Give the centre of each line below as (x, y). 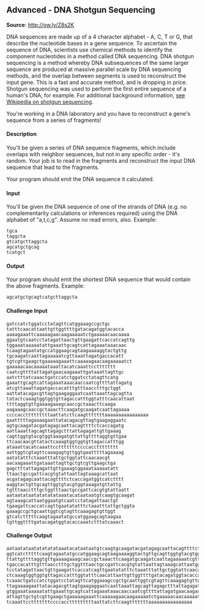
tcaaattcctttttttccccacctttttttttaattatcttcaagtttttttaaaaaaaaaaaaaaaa (99, 602)
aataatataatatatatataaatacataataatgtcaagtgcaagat (71, 495)
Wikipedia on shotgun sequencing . (50, 102)
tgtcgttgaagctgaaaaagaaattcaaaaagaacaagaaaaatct (69, 361)
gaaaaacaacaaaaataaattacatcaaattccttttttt (61, 367)
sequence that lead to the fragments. (53, 167)
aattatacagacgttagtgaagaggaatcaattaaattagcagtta (69, 393)
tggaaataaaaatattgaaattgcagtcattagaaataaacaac (67, 345)
